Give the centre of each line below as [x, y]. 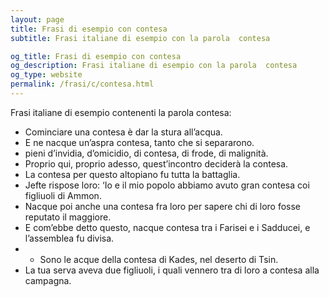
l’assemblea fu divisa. [69, 238]
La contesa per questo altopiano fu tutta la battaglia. [132, 174]
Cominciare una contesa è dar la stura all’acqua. [123, 132]
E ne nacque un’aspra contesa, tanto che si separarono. [139, 142]
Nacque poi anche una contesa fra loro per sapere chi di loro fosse [163, 206]
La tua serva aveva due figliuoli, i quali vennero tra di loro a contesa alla [172, 270]
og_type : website [46, 75]
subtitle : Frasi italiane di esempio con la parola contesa [140, 38]
